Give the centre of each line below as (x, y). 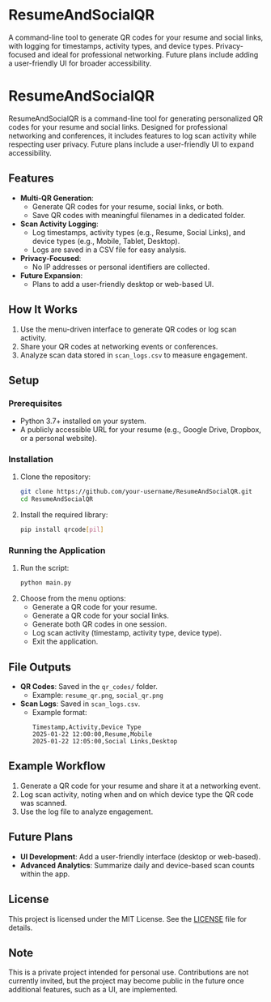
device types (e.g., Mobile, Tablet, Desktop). (106, 241)
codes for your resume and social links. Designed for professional (118, 126)
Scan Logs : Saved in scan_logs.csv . (80, 704)
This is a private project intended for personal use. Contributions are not (129, 972)
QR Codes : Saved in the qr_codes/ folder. (89, 687)
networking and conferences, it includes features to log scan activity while (133, 135)
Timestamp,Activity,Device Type (87, 727)
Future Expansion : (51, 275)
